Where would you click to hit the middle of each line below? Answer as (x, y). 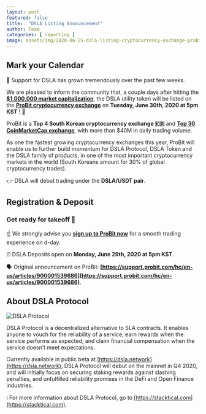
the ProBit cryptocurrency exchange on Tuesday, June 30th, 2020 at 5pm (102, 105)
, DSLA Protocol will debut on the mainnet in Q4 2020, (129, 366)
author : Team (23, 29)
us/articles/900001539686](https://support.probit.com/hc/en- (90, 275)
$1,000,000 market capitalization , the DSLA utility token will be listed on (99, 98)
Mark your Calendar (45, 65)
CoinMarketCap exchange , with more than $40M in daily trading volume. (99, 130)
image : (15, 40)
